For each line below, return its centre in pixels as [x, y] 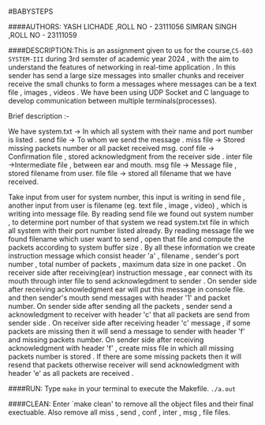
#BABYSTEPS [31, 11]
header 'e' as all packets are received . [71, 373]
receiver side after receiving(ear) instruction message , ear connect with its [131, 273]
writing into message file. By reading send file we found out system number [131, 214]
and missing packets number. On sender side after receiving [106, 340]
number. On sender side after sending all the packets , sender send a [120, 306]
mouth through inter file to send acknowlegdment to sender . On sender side [132, 281]
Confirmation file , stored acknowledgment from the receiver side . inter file [131, 156]
